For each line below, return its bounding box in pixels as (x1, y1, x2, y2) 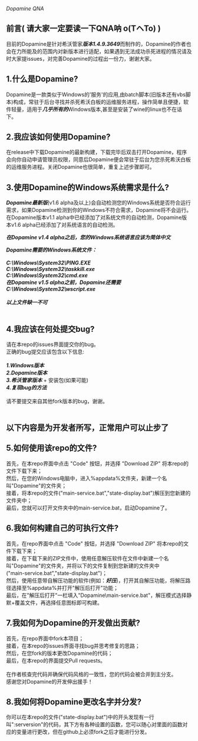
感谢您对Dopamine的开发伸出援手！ (6, 678, 93, 685)
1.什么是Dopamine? (6, 74, 78, 84)
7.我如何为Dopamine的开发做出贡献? (6, 618, 140, 628)
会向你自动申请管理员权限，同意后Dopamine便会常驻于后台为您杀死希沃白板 (6, 156, 192, 163)
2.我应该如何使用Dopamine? (6, 132, 111, 142)
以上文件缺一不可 (6, 299, 48, 306)
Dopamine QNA (6, 5, 44, 12)
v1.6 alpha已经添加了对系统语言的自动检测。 (11, 221, 118, 228)
